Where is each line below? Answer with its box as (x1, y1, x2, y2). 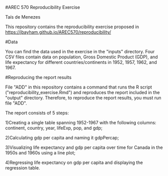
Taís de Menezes (5, 14, 41, 20)
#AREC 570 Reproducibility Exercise (5, 5, 80, 10)
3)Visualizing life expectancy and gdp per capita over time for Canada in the (5, 144, 163, 150)
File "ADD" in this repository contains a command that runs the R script (5, 84, 152, 90)
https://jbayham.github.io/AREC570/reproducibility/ (5, 29, 112, 35)
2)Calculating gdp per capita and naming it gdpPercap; (5, 135, 119, 140)
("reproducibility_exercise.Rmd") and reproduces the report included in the (5, 90, 160, 95)
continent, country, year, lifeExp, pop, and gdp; (5, 125, 103, 131)
